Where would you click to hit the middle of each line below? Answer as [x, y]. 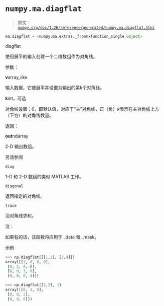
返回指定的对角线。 [25, 196]
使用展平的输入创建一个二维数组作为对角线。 [51, 56]
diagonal [14, 186]
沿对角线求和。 [21, 215]
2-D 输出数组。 [21, 146]
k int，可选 [16, 98]
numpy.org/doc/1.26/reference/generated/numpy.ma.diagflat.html [86, 27]
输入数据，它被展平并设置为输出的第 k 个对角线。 [55, 88]
